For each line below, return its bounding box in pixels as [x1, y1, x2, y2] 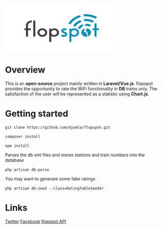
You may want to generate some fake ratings [5, 176, 95, 181]
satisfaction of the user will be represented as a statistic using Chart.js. [5, 91, 149, 97]
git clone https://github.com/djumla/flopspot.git [5, 125, 111, 130]
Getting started [5, 108, 69, 119]
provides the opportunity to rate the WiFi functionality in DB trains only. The [5, 85, 158, 92]
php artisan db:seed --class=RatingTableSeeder [5, 186, 104, 191]
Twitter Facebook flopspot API [5, 218, 67, 224]
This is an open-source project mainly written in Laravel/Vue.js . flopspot [5, 80, 153, 86]
